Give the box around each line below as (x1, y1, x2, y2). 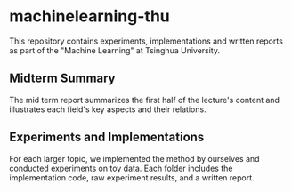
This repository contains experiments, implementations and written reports (9, 36, 283, 46)
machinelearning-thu (9, 6, 171, 27)
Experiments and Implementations (9, 130, 205, 145)
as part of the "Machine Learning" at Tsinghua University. (9, 44, 221, 55)
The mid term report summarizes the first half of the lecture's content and (9, 94, 280, 105)
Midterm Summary (9, 71, 116, 86)
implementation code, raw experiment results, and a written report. (9, 172, 255, 183)
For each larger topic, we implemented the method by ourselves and (9, 153, 260, 164)
